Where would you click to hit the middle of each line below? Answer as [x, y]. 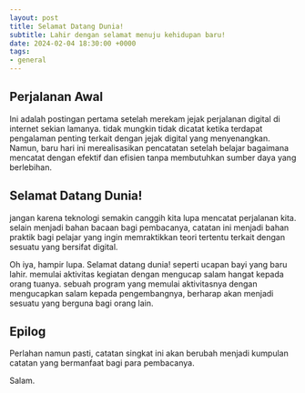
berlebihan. [31, 167]
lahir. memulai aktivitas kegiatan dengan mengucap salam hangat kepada [147, 274]
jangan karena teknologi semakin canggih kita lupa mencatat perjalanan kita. [153, 217]
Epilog [28, 332]
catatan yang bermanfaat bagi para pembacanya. [102, 363]
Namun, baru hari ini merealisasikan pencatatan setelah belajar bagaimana [149, 147]
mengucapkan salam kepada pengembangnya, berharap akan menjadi [142, 293]
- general [28, 60]
